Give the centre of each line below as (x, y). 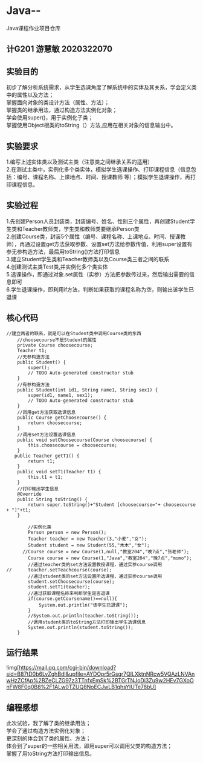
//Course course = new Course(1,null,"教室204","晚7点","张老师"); (106, 551)
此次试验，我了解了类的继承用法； (49, 723)
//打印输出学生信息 (38, 488)
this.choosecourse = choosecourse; (73, 445)
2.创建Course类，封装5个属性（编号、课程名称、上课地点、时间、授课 (93, 236)
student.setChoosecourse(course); (71, 581)
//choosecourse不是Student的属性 (57, 340)
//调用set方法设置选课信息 (47, 435)
